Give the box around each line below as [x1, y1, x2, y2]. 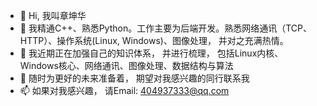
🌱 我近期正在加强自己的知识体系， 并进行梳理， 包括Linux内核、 [19, 47, 284, 59]
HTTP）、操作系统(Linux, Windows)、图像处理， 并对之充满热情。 [19, 35, 289, 46]
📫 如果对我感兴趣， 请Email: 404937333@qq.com [19, 85, 230, 96]
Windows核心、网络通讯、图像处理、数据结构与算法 [19, 60, 234, 71]
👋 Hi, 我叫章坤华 [19, 10, 87, 21]
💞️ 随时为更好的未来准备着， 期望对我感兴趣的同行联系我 [19, 72, 250, 84]
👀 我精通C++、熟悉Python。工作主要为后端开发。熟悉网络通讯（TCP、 [19, 22, 312, 34]
